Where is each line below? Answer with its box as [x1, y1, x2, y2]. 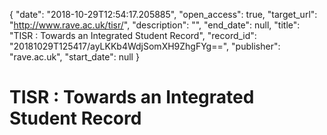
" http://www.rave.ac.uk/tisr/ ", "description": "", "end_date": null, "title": [9, 19, 301, 31]
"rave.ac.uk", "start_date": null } [9, 51, 140, 63]
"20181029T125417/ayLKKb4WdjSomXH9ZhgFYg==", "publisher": [9, 40, 281, 52]
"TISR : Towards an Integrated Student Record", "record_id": [9, 30, 257, 41]
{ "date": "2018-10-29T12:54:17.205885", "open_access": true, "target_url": [9, 9, 318, 20]
